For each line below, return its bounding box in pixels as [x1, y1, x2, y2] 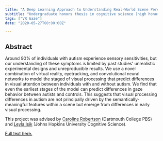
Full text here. [5, 131, 33, 137]
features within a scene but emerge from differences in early [28, 102, 150, 108]
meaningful [5, 102, 28, 108]
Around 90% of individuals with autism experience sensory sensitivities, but [5, 56, 157, 61]
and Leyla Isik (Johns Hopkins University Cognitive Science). [5, 121, 127, 127]
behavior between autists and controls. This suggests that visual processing [5, 91, 157, 97]
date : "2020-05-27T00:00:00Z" [5, 20, 66, 26]
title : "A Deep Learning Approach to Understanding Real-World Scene [5, 7, 149, 12]
